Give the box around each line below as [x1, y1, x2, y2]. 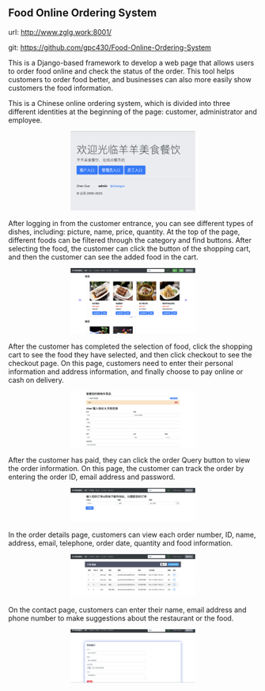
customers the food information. [8, 83, 113, 93]
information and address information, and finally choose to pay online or [8, 367, 244, 376]
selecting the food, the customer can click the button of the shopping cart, [8, 244, 252, 253]
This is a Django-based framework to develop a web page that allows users [8, 58, 255, 67]
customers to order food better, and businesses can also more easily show [8, 74, 252, 84]
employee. [8, 115, 43, 125]
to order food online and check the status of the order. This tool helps [8, 66, 235, 76]
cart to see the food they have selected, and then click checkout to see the [8, 349, 252, 359]
